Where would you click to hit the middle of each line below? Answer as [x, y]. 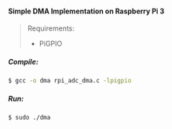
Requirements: [51, 28]
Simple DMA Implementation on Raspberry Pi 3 [86, 11]
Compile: [24, 61]
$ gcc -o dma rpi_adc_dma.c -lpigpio [70, 81]
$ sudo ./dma [29, 118]
